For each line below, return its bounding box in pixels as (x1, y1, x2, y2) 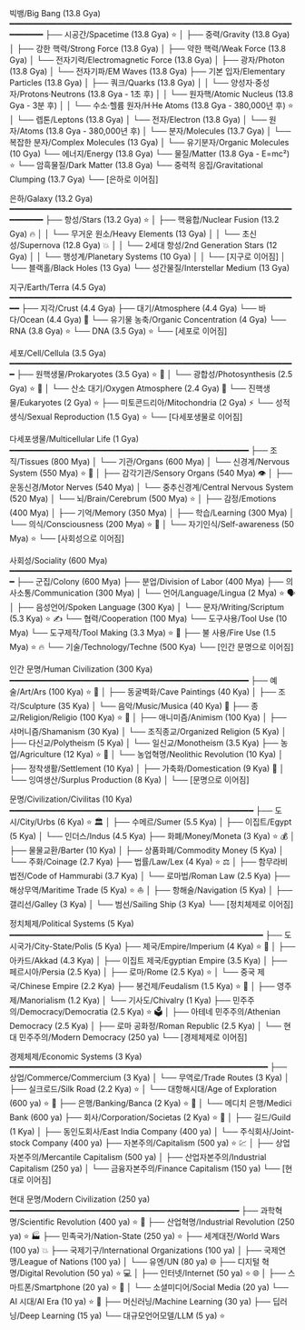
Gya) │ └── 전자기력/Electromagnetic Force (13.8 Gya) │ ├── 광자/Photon (9, 55, 285, 65)
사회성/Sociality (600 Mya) (9, 555, 108, 565)
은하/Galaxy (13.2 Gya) (9, 194, 93, 204)
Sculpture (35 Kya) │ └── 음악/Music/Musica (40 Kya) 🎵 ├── (19, 701, 250, 711)
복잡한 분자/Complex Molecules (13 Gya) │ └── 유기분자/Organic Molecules (9, 137, 290, 147)
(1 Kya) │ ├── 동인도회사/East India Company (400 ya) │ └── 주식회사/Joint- (9, 1126, 295, 1136)
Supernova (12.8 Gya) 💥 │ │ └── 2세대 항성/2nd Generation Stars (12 (19, 240, 278, 250)
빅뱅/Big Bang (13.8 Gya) (9, 8, 102, 18)
